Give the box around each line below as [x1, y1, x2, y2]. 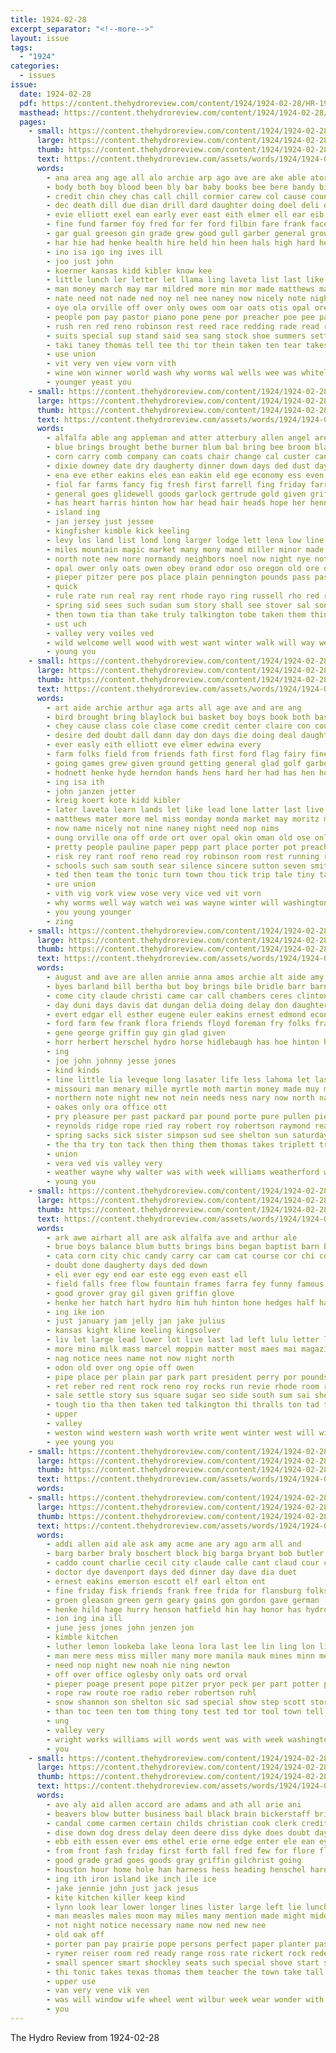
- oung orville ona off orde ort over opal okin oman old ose [46, 832, 311, 843]
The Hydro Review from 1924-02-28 [10, 2031, 160, 2043]
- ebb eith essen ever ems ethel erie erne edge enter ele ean [46, 1837, 315, 1847]
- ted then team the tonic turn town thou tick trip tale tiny [46, 870, 315, 880]
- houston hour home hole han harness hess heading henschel [46, 1865, 307, 1875]
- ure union [46, 879, 97, 890]
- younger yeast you [46, 377, 132, 387]
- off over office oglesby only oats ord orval [46, 1669, 248, 1680]
